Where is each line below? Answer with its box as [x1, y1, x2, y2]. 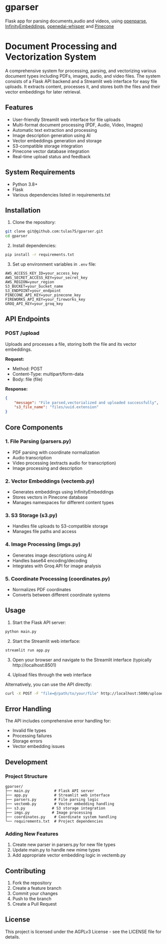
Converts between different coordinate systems [12, 592, 110, 598]
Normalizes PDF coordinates [12, 587, 71, 592]
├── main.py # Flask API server [5, 788, 94, 793]
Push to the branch [12, 896, 52, 902]
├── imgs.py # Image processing [5, 810, 92, 815]
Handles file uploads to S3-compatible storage [12, 523, 108, 529]
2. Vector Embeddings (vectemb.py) [5, 477, 95, 484]
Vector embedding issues [12, 743, 65, 749]
